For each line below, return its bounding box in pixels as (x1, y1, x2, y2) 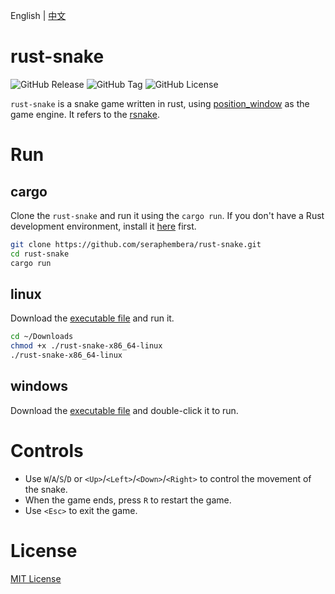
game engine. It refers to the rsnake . (10, 108, 160, 120)
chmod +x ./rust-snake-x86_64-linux (10, 341, 163, 351)
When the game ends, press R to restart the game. (24, 494, 232, 506)
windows (10, 378, 69, 395)
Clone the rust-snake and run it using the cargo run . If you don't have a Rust (10, 209, 325, 221)
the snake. (24, 483, 68, 495)
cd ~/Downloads (10, 332, 74, 342)
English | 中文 (10, 10, 67, 21)
